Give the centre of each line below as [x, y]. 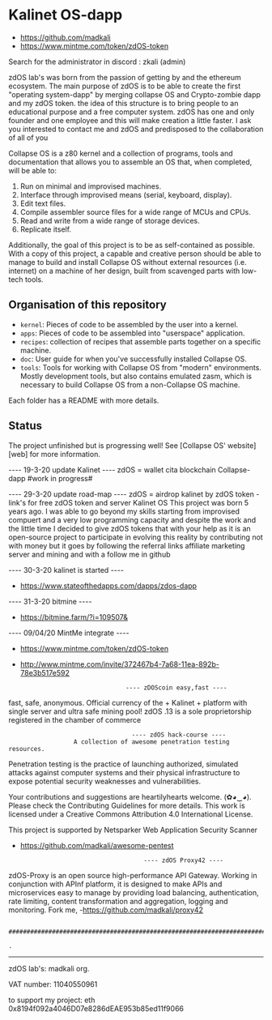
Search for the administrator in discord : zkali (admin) [97, 62]
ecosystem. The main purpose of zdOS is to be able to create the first [125, 86]
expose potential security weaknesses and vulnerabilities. [105, 781]
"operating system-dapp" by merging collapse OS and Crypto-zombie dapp [135, 94]
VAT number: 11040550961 [53, 984]
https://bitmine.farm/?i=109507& [74, 617]
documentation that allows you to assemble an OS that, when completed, [130, 162]
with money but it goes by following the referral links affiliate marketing [127, 545]
